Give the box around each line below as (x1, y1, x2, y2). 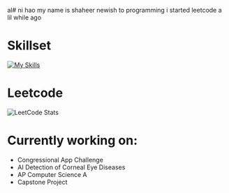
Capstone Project (17, 178, 68, 186)
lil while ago (7, 13, 42, 22)
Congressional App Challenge (17, 155, 103, 164)
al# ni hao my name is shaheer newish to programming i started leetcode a (7, 6, 222, 14)
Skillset (7, 38, 51, 54)
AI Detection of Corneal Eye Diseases (17, 163, 126, 171)
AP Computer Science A (17, 170, 87, 178)
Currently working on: (7, 132, 138, 148)
